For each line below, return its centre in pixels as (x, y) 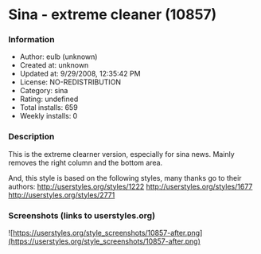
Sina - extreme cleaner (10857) (113, 15)
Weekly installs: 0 (49, 116)
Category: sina (44, 91)
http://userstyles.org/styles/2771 (62, 195)
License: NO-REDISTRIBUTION (70, 82)
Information (31, 40)
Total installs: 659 (49, 107)
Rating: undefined (49, 99)
